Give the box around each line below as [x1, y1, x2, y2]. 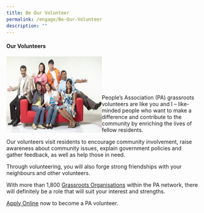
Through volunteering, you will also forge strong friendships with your [6, 162, 182, 170]
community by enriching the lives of [101, 120, 192, 127]
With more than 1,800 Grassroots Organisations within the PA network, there [6, 181, 199, 189]
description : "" [6, 23, 48, 29]
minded [101, 107, 121, 114]
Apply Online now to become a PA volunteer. [6, 199, 118, 207]
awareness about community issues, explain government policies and [6, 144, 182, 152]
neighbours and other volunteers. [6, 169, 90, 176]
